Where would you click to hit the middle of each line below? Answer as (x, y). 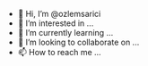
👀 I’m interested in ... (56, 23)
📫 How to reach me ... (59, 52)
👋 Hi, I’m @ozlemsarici (59, 14)
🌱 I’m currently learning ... (65, 33)
